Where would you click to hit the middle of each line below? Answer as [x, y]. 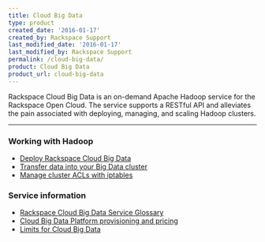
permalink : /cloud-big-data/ [56, 60]
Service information [47, 195]
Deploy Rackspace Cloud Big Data [75, 158]
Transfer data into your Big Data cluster [84, 166]
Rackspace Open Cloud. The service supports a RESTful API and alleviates [129, 105]
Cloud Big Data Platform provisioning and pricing [99, 221]
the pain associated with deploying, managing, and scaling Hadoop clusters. [132, 113]
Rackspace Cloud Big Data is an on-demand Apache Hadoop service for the [132, 96]
